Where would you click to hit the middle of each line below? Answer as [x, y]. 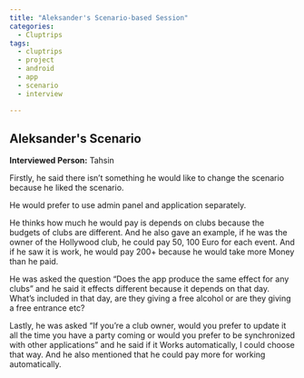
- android [36, 69]
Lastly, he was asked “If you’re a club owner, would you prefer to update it [148, 326]
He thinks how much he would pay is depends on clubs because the [137, 223]
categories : [32, 26]
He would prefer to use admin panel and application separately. [128, 205]
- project [36, 60]
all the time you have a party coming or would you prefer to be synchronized [152, 335]
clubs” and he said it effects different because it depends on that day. [140, 289]
